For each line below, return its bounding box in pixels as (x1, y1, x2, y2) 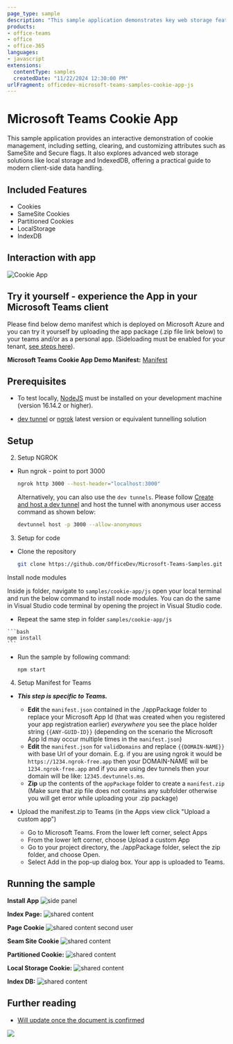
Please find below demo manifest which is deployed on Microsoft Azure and (7, 320, 225, 328)
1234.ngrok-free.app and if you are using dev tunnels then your (27, 764, 209, 772)
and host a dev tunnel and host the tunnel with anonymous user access (17, 500, 222, 509)
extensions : (7, 62, 42, 69)
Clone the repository (17, 547, 76, 555)
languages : (7, 49, 39, 56)
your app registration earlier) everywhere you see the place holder (27, 720, 218, 728)
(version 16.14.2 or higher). (17, 401, 94, 410)
